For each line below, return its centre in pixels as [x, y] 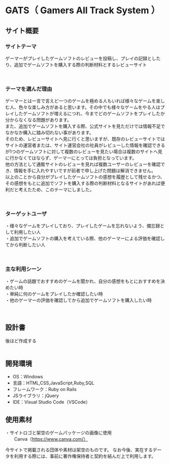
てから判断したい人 [25, 245]
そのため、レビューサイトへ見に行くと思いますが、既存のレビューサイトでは [85, 139]
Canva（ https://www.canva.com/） [51, 439]
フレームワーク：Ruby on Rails [45, 389]
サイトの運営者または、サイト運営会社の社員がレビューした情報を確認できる [85, 146]
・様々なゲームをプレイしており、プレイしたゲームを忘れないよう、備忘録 [83, 226]
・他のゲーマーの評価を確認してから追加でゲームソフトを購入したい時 [79, 300]
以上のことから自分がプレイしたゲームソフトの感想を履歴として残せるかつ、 [85, 177]
